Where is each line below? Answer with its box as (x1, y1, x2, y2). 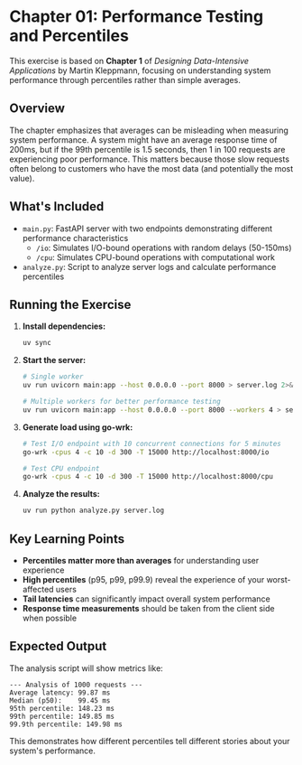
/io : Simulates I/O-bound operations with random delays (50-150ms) (35, 242, 292, 253)
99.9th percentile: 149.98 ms (9, 720, 124, 729)
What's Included (9, 199, 105, 214)
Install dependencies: (22, 321, 106, 331)
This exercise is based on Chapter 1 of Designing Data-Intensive (9, 55, 250, 66)
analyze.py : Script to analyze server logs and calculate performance (22, 261, 277, 272)
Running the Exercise (9, 296, 132, 313)
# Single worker (22, 372, 84, 381)
